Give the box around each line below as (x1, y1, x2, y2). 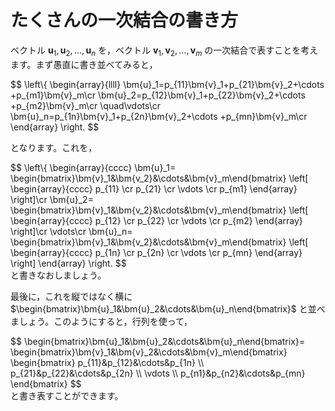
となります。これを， (10, 141, 98, 153)
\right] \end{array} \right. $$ (10, 257, 127, 269)
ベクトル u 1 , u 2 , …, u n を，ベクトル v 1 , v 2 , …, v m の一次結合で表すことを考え (10, 44, 319, 58)
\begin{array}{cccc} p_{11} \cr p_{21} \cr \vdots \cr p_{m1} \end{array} (10, 182, 298, 195)
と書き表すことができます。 (10, 389, 124, 401)
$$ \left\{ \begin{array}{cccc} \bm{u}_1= (10, 161, 177, 173)
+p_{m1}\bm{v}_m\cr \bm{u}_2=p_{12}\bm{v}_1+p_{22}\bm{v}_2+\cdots (10, 89, 306, 101)
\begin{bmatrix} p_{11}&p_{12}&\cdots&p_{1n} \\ (10, 356, 205, 368)
